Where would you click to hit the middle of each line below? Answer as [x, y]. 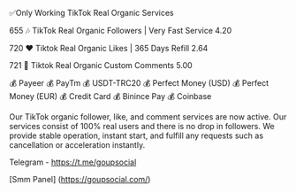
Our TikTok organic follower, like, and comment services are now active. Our [148, 117]
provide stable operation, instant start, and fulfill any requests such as [136, 135]
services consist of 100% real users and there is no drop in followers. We [142, 126]
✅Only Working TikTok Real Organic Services [91, 13]
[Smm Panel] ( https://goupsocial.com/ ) [80, 179]
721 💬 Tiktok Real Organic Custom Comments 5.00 [101, 65]
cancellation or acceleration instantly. [77, 145]
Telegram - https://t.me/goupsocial [73, 162]
